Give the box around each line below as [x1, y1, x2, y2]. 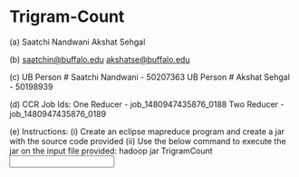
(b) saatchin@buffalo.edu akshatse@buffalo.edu [9, 54, 190, 64]
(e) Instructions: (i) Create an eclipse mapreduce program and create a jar [9, 125, 285, 137]
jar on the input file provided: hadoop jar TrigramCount [9, 145, 213, 156]
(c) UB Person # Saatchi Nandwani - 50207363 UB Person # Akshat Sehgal [9, 71, 290, 83]
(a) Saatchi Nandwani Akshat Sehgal [9, 36, 146, 47]
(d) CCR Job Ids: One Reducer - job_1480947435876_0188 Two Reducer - [9, 98, 285, 110]
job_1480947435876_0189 [9, 108, 107, 119]
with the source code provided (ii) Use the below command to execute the [9, 135, 287, 146]
